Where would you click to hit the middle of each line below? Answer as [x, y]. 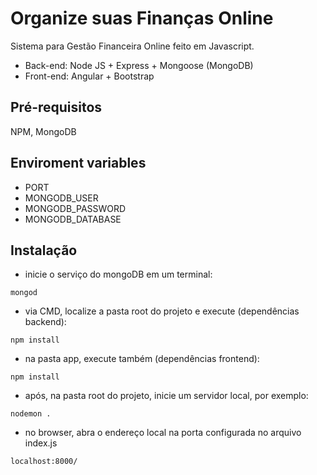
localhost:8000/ [44, 462]
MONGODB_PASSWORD [75, 208]
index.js [41, 443]
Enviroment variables [78, 163]
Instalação [44, 250]
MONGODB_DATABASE [73, 219]
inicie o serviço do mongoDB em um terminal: [118, 274]
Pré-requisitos [56, 107]
